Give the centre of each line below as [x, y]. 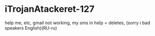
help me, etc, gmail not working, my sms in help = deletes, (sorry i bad [77, 23]
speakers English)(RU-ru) [31, 28]
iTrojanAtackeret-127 [50, 9]
